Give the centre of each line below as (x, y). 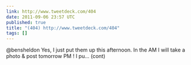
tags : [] (17, 33)
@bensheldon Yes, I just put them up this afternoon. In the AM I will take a (96, 50)
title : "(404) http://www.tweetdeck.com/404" (63, 28)
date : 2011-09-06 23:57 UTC (41, 17)
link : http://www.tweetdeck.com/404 (51, 11)
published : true (26, 22)
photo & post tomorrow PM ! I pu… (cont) (56, 56)
